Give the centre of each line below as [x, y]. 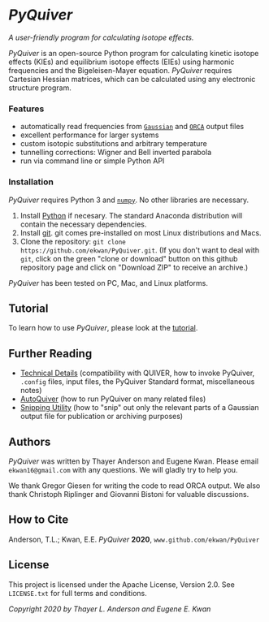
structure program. [40, 88]
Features [26, 109]
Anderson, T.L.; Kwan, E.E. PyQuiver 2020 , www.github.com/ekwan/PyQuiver [134, 539]
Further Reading [50, 354]
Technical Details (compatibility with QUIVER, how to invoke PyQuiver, [137, 373]
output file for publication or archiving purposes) [102, 417]
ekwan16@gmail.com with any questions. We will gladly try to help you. [123, 469]
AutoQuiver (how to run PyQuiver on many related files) [113, 399]
